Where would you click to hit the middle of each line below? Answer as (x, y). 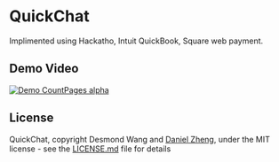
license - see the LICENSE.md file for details (90, 149)
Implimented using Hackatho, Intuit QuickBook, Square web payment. (136, 41)
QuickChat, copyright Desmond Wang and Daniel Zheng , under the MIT (140, 139)
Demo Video (44, 69)
